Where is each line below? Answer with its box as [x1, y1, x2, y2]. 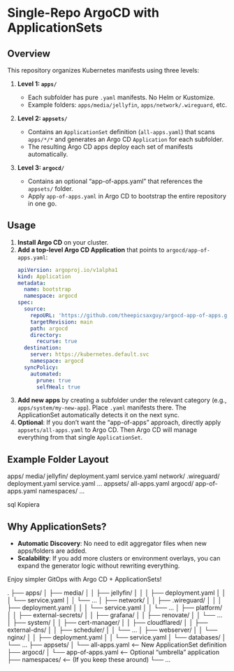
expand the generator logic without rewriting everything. [17, 561, 180, 570]
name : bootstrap [24, 286, 71, 293]
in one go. [27, 199, 57, 208]
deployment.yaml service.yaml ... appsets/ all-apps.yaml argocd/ [7, 479, 194, 488]
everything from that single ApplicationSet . [17, 433, 143, 442]
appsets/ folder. [27, 185, 73, 193]
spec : [17, 299, 34, 306]
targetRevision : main [30, 318, 93, 326]
